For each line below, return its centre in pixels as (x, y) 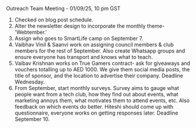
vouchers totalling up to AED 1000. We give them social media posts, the (102, 69)
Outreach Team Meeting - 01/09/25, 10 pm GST (63, 8)
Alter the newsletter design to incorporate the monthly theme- (89, 26)
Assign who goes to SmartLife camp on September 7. (79, 38)
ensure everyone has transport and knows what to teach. (84, 57)
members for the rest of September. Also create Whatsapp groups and (100, 51)
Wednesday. (30, 82)
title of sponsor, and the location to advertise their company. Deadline (99, 76)
